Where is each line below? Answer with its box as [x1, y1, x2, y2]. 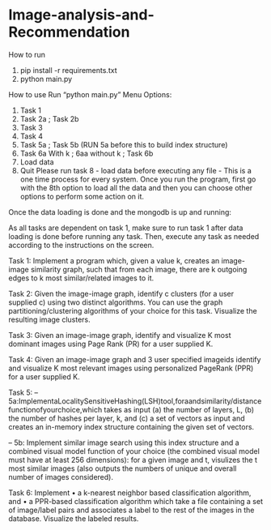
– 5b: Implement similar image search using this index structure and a [8, 438, 240, 447]
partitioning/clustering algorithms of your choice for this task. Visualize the [8, 306, 257, 315]
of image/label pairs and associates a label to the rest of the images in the [8, 505, 255, 515]
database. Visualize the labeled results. [8, 513, 139, 524]
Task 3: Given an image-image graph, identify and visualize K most [8, 330, 231, 340]
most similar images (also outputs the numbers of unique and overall [8, 464, 237, 473]
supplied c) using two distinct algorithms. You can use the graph [8, 297, 223, 307]
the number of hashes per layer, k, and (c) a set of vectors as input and [8, 413, 245, 423]
